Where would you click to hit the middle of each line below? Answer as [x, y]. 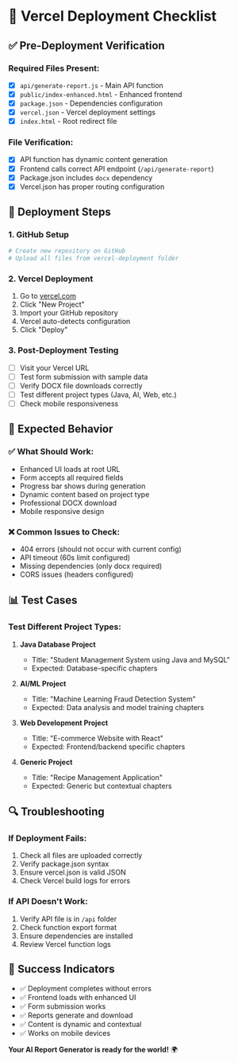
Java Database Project [58, 644]
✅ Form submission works [63, 1006]
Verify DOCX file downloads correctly [81, 385]
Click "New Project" [52, 304]
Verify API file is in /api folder [68, 919]
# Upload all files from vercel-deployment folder [94, 259]
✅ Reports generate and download [76, 1015]
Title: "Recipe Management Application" [97, 777]
